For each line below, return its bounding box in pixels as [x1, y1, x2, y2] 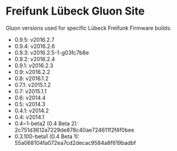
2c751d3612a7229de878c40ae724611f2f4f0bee [14, 126, 135, 133]
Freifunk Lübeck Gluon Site [5, 4, 145, 18]
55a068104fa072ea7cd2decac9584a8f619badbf [14, 139, 136, 146]
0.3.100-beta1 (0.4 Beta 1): [14, 132, 80, 140]
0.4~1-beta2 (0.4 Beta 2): [14, 119, 78, 127]
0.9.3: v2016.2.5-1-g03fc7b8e [14, 49, 89, 56]
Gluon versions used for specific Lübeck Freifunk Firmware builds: [5, 24, 172, 32]
